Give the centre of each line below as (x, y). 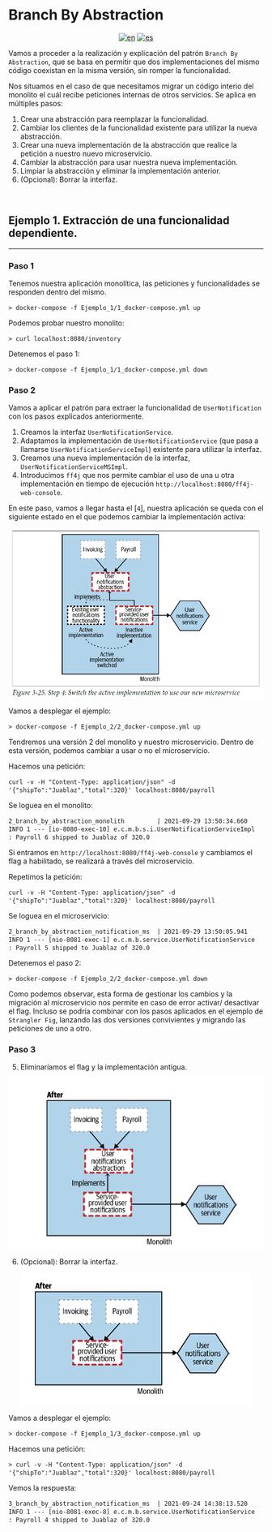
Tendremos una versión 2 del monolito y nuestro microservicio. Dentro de (131, 742)
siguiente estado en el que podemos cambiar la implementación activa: (127, 517)
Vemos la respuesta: (42, 1488)
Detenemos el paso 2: (45, 962)
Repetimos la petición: (45, 876)
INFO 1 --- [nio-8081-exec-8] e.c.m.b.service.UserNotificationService (132, 1512)
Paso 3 (22, 1049)
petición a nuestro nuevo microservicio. (86, 153)
